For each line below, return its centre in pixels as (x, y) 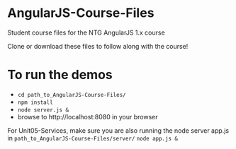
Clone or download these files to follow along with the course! (98, 46)
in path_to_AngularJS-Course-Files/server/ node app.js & (93, 138)
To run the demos (60, 75)
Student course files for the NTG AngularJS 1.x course (86, 32)
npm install (35, 102)
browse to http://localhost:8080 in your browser (88, 117)
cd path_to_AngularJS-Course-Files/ (72, 95)
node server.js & (43, 110)
